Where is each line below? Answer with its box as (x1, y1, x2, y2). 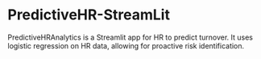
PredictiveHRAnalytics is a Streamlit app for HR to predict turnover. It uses (7, 32, 253, 42)
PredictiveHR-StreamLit (7, 6, 171, 24)
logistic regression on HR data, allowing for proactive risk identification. (7, 40, 245, 50)
